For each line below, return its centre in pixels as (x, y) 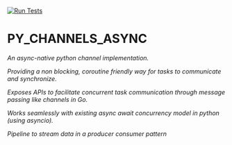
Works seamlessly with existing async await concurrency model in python (114, 113)
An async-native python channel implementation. (78, 58)
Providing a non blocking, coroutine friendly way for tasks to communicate (114, 71)
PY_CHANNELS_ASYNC (77, 39)
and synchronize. (32, 78)
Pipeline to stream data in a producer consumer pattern (87, 134)
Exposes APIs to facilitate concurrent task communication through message (116, 92)
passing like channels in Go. (48, 99)
